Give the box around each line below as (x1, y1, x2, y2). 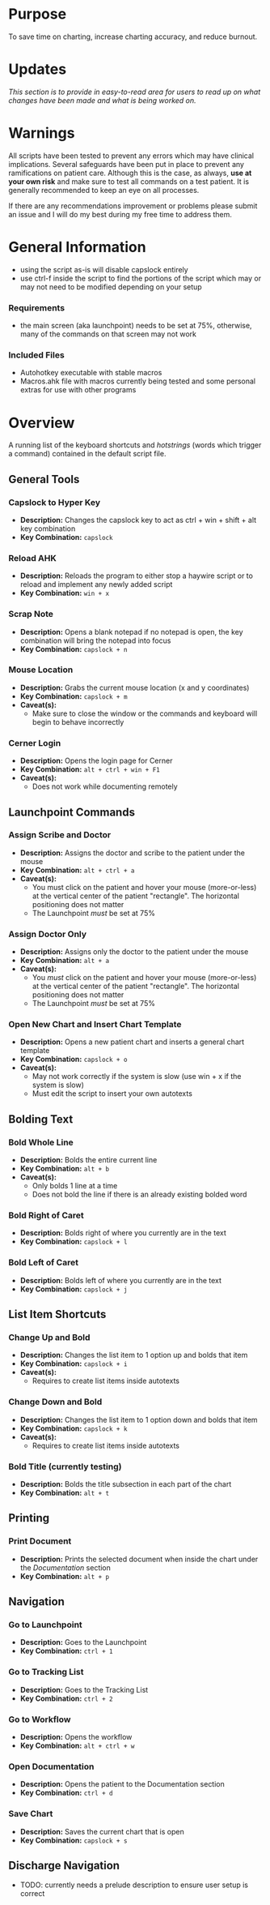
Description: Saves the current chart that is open (19, 1826, 184, 1836)
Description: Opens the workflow (19, 1732, 133, 1741)
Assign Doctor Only (8, 928, 87, 940)
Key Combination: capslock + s (19, 1835, 128, 1845)
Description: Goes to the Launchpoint (19, 1637, 147, 1647)
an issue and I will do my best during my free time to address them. (8, 209, 233, 219)
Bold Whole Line (8, 1137, 74, 1148)
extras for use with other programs (19, 385, 137, 395)
